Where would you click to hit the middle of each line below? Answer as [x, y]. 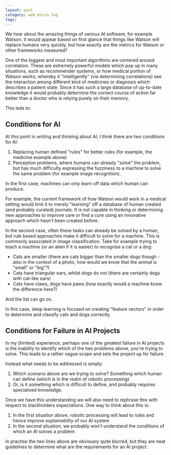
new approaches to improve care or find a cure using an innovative [76, 215]
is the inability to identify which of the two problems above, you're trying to [84, 348]
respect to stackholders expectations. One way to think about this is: [77, 405]
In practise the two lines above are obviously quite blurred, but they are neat [86, 441]
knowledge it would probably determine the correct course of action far [81, 93]
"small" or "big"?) [31, 268]
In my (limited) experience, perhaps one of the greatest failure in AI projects [85, 343]
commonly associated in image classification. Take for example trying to [81, 241]
